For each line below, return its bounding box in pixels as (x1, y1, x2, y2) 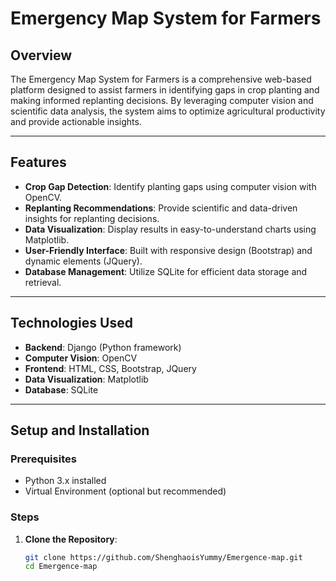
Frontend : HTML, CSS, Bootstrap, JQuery (24, 362, 197, 374)
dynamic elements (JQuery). (24, 255, 143, 267)
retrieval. (24, 276, 62, 288)
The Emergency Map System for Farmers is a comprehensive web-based (10, 73, 312, 85)
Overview (10, 47, 73, 64)
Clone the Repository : (24, 533, 118, 545)
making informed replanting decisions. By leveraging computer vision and (10, 95, 314, 106)
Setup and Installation (10, 422, 150, 439)
